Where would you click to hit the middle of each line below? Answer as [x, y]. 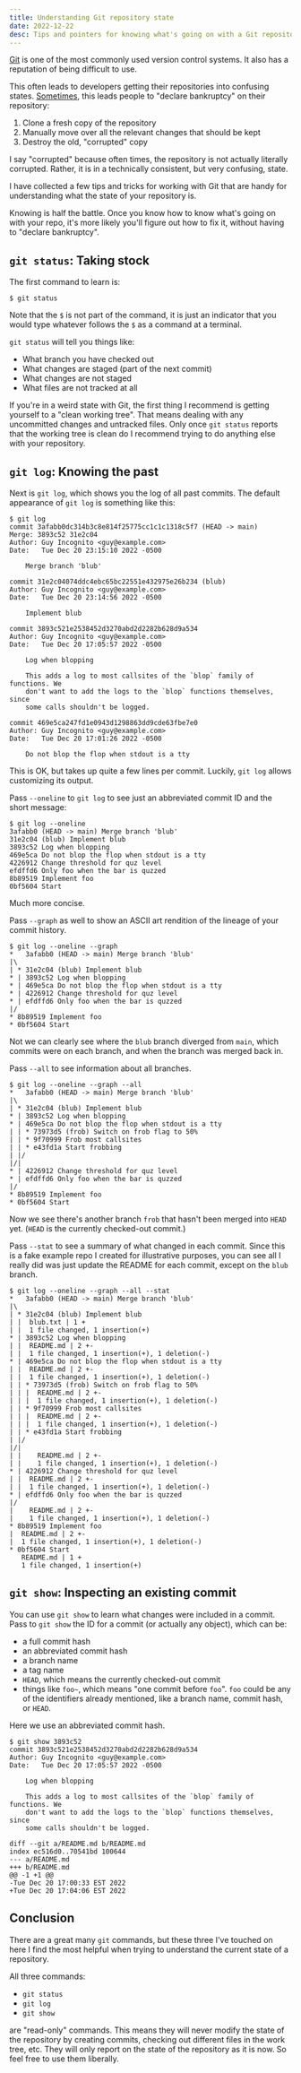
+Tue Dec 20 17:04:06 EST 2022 [68, 1891]
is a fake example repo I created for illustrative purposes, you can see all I [145, 1255]
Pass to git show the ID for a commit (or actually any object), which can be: [148, 1624]
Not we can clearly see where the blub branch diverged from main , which [144, 1041]
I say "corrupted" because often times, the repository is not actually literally [149, 160]
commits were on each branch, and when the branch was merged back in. [146, 1051]
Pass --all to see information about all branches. [100, 1068]
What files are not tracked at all [80, 388]
